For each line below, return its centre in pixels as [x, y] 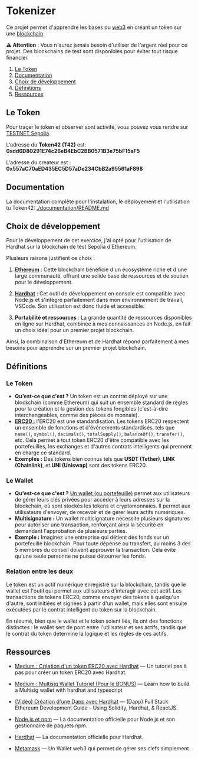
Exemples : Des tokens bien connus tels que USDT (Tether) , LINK [95, 459]
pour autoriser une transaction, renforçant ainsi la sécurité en [89, 525]
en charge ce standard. [43, 453]
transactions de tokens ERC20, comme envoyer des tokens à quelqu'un [93, 597]
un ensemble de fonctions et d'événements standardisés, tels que [95, 428]
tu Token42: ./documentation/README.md [57, 207]
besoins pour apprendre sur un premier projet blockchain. [76, 348]
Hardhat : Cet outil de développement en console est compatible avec [100, 294]
